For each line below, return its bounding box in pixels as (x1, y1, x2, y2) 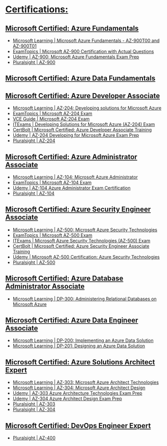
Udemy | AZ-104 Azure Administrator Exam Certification (12, 185, 131, 191)
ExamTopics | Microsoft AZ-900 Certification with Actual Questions (12, 49, 154, 54)
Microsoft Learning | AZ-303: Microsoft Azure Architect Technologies (12, 380, 159, 386)
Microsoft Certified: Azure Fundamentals (5, 24, 139, 33)
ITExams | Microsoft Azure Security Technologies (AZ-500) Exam (12, 237, 151, 243)
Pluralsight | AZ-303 (12, 401, 56, 407)
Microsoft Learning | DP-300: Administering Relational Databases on (12, 296, 157, 302)
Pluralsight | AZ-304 (12, 407, 56, 413)
